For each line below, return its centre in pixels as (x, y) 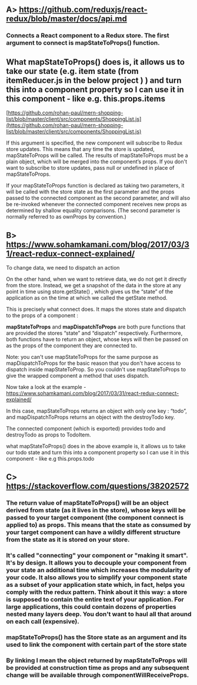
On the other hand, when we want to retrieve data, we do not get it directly (96, 279)
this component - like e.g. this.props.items (86, 98)
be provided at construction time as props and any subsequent (98, 668)
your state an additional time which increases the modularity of (98, 570)
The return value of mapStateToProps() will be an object (87, 503)
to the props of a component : (42, 315)
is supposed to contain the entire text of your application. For (95, 600)
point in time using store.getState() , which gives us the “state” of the (90, 291)
